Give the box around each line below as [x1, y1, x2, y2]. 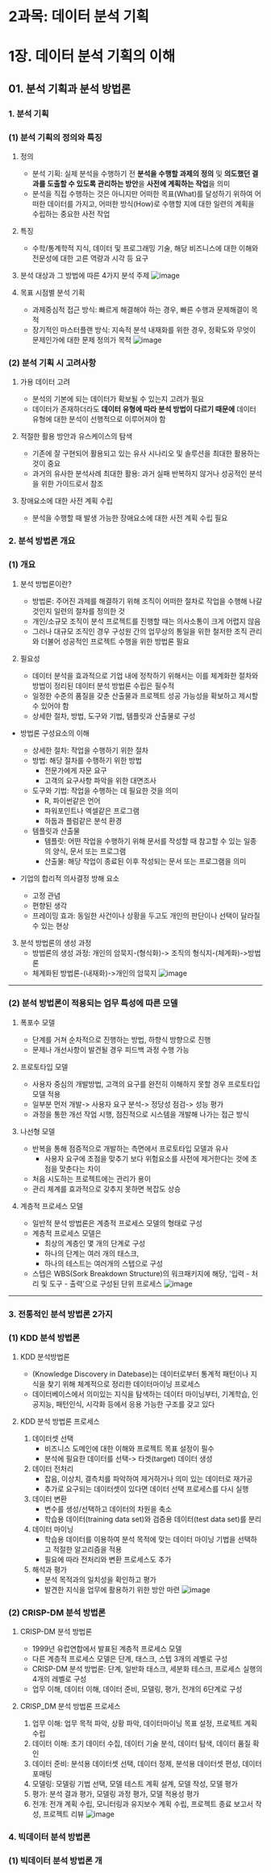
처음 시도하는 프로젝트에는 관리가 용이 [31, 1174, 152, 1183]
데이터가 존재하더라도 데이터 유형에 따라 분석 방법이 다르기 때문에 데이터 [31, 404, 256, 414]
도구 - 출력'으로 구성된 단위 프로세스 [49, 1279, 163, 1288]
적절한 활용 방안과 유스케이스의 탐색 [19, 432, 133, 441]
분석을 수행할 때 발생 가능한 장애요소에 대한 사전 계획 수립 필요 [31, 513, 228, 523]
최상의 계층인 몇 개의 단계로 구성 [44, 1238, 146, 1248]
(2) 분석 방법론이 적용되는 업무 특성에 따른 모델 [8, 998, 178, 1009]
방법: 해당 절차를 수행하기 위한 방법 [31, 755, 143, 765]
